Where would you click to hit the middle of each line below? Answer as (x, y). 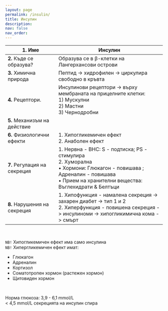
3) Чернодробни (78, 112)
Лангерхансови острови (88, 65)
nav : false (16, 29)
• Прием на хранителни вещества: (100, 181)
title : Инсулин (21, 19)
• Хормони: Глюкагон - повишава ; (101, 168)
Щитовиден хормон (33, 278)
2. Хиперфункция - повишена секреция (107, 207)
